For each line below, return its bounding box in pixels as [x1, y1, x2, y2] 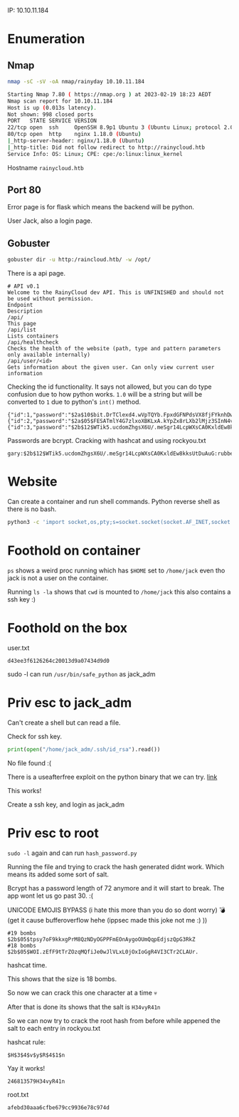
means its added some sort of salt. [7, 870, 109, 879]
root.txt [7, 1090, 29, 1098]
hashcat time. [7, 960, 48, 969]
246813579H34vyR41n [7, 1078, 65, 1085]
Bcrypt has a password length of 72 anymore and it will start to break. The [7, 883, 225, 892]
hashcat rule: [7, 1037, 46, 1046]
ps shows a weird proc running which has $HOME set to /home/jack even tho [7, 566, 225, 575]
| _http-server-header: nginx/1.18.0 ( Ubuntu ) [7, 137, 144, 145]
